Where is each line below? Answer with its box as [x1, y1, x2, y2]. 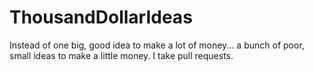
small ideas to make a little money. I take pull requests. [9, 49, 234, 61]
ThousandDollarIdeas [9, 6, 193, 29]
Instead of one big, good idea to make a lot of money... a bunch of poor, [9, 39, 305, 51]
